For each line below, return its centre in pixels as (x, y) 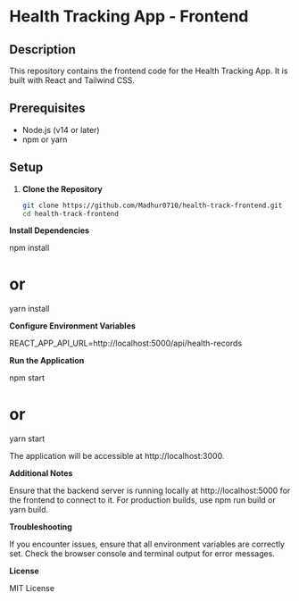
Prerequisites (47, 109)
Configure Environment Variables (73, 326)
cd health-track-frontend (70, 213)
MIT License (32, 588)
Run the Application (47, 361)
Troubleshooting (41, 527)
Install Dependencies (50, 230)
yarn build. (29, 510)
